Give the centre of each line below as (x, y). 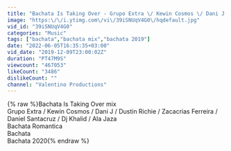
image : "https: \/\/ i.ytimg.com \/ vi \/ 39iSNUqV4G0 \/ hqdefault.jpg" (103, 20)
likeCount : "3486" (34, 71)
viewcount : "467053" (37, 65)
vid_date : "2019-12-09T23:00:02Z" (57, 53)
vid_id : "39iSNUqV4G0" (40, 26)
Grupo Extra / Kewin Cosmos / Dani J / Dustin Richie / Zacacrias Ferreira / (112, 112)
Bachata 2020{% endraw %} (49, 141)
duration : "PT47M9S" (37, 59)
